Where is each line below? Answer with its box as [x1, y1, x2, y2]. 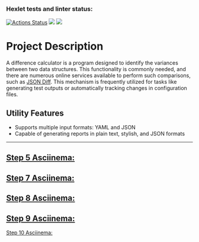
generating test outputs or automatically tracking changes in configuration [6, 85, 188, 92]
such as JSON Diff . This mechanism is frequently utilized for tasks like [6, 78, 177, 85]
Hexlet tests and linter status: [6, 5, 93, 13]
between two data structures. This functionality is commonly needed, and [6, 66, 187, 73]
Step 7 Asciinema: [6, 173, 75, 183]
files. [6, 91, 18, 98]
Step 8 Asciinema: [6, 193, 75, 203]
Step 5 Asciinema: [6, 153, 75, 163]
